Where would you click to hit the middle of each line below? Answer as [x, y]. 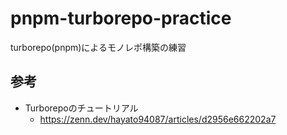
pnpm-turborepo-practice [121, 18]
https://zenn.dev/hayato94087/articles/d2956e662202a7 [158, 119]
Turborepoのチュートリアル [81, 108]
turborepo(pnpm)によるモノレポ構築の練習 [98, 47]
